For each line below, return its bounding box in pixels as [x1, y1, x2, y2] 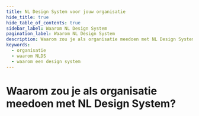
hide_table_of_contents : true [6, 20, 81, 26]
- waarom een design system [11, 58, 81, 64]
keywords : [6, 42, 31, 48]
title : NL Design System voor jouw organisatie [6, 8, 126, 15]
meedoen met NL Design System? [6, 96, 176, 110]
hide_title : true [6, 14, 49, 20]
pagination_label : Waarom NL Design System [6, 31, 115, 37]
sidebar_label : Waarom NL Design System [6, 25, 108, 32]
